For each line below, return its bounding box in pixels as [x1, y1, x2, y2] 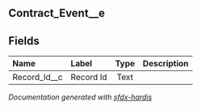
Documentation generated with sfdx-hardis [8, 92, 153, 102]
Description [142, 58, 189, 70]
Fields [8, 34, 40, 48]
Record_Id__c [12, 72, 63, 83]
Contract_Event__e [8, 6, 106, 20]
